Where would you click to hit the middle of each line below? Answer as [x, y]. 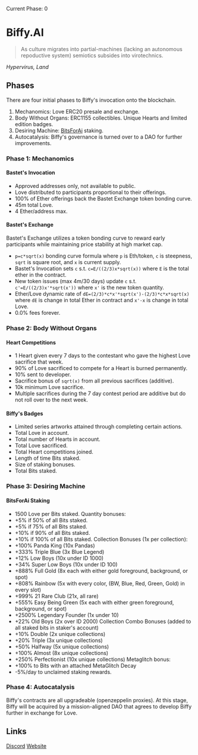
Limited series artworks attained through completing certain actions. [98, 427]
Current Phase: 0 [27, 9]
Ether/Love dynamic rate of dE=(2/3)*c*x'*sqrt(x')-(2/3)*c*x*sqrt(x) [102, 294]
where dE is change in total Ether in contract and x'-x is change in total [101, 300]
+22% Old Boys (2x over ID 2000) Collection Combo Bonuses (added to [103, 621]
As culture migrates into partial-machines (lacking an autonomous [101, 49]
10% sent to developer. [43, 375]
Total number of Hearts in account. [58, 439]
